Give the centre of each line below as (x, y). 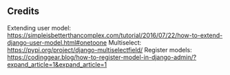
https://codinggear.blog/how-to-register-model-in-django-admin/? (102, 57)
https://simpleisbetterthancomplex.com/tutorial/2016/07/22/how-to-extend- (115, 35)
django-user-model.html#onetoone (57, 42)
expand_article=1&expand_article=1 (57, 64)
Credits (23, 11)
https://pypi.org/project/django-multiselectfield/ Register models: (100, 50)
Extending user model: (39, 28)
